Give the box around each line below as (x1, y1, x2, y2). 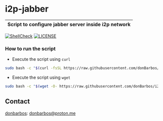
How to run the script (5, 45, 56, 52)
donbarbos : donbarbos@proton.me (5, 110, 76, 116)
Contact (5, 97, 30, 105)
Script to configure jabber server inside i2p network (7, 21, 131, 28)
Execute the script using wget (12, 74, 71, 81)
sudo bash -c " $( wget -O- (5, 84, 57, 89)
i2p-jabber (5, 3, 49, 15)
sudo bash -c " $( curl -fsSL (5, 66, 62, 71)
